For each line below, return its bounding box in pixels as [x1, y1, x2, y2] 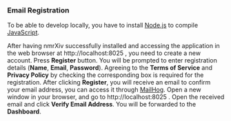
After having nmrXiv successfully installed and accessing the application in [7, 42, 221, 50]
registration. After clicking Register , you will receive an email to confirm [7, 78, 211, 87]
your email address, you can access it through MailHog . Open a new [7, 85, 201, 94]
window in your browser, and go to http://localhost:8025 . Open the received [7, 93, 225, 101]
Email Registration [7, 5, 70, 15]
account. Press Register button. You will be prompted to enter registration [7, 56, 217, 65]
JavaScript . [7, 28, 40, 36]
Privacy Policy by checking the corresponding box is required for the [7, 71, 204, 79]
